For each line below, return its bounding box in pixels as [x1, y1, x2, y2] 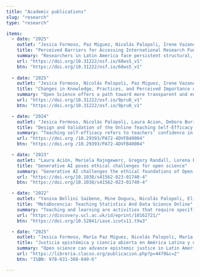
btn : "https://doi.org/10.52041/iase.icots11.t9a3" [17, 218, 148, 224]
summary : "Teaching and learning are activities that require [17, 207, 174, 213]
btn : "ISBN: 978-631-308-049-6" [17, 256, 97, 262]
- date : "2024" [11, 113, 49, 119]
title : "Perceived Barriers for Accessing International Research [17, 47, 185, 54]
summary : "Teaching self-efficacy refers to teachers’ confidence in [17, 130, 193, 136]
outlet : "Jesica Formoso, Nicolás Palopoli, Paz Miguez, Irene [17, 80, 177, 86]
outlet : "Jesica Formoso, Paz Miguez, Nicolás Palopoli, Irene [17, 42, 177, 48]
